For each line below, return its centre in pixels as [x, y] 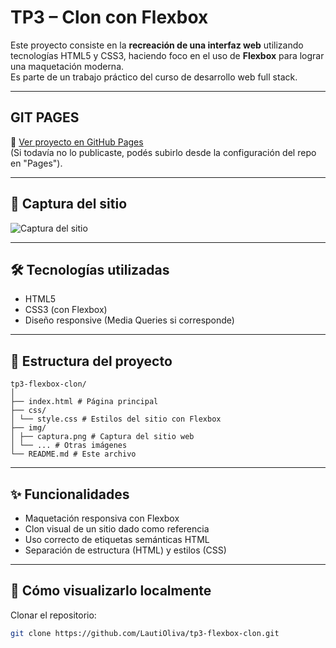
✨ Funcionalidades [70, 494]
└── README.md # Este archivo [73, 454]
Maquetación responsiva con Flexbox [102, 518]
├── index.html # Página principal [84, 402]
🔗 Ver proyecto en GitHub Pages [77, 142]
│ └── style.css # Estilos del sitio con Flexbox [116, 419]
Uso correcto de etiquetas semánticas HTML [117, 539]
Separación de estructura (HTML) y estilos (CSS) [125, 550]
